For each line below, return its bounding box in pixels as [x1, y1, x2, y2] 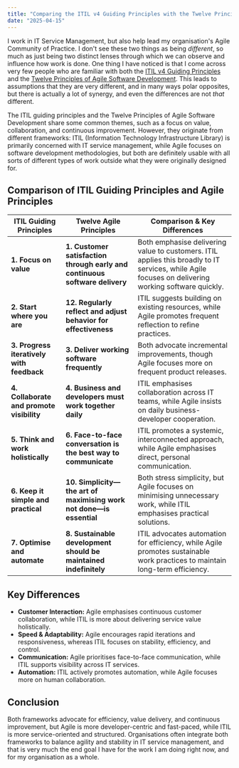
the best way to [65, 448, 119, 458]
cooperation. [173, 414, 216, 424]
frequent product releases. [137, 367, 227, 377]
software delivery [65, 277, 127, 287]
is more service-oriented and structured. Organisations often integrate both [7, 730, 229, 738]
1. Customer [65, 242, 109, 252]
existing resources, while [137, 302, 221, 312]
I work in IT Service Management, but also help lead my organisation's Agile [7, 36, 230, 45]
